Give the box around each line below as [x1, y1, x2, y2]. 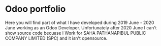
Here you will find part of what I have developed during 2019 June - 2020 [5, 20, 154, 25]
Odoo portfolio [5, 3, 66, 15]
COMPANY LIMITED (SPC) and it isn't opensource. [5, 35, 108, 41]
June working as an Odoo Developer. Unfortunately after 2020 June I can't [5, 24, 157, 30]
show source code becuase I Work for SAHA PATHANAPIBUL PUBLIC [5, 30, 146, 36]
